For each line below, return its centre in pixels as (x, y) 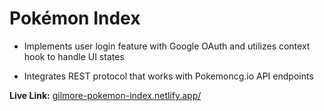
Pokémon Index (75, 18)
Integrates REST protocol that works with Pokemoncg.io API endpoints (168, 76)
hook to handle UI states (74, 56)
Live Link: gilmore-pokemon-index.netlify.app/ (105, 95)
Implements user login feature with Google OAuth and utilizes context (167, 46)
